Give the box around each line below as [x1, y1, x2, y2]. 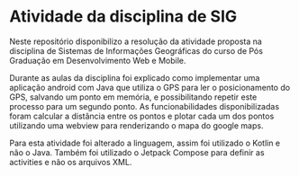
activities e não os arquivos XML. [9, 156, 132, 167]
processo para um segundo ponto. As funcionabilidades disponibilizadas [9, 101, 280, 111]
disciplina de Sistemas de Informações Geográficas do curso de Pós [9, 45, 264, 56]
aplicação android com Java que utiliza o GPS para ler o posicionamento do [9, 82, 291, 92]
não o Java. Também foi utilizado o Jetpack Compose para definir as [9, 146, 265, 158]
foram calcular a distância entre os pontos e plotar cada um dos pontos [9, 110, 275, 121]
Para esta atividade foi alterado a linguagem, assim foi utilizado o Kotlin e [9, 137, 281, 148]
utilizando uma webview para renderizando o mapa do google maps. [9, 119, 264, 131]
